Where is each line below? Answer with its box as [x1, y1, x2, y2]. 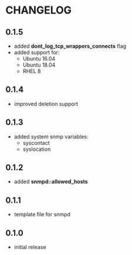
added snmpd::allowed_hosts [13, 178, 89, 186]
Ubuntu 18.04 [22, 61, 56, 68]
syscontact [22, 139, 50, 146]
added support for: [13, 49, 60, 56]
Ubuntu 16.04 [22, 55, 56, 62]
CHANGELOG [5, 4, 72, 17]
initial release [13, 244, 46, 251]
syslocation [22, 145, 51, 153]
